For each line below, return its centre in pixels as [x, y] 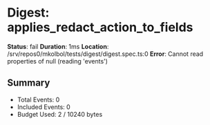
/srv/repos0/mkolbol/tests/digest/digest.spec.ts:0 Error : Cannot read [105, 54]
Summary [29, 83]
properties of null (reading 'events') [58, 61]
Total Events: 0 [38, 99]
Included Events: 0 [44, 107]
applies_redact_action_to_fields [100, 27]
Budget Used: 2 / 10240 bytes [60, 114]
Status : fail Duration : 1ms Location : [58, 46]
